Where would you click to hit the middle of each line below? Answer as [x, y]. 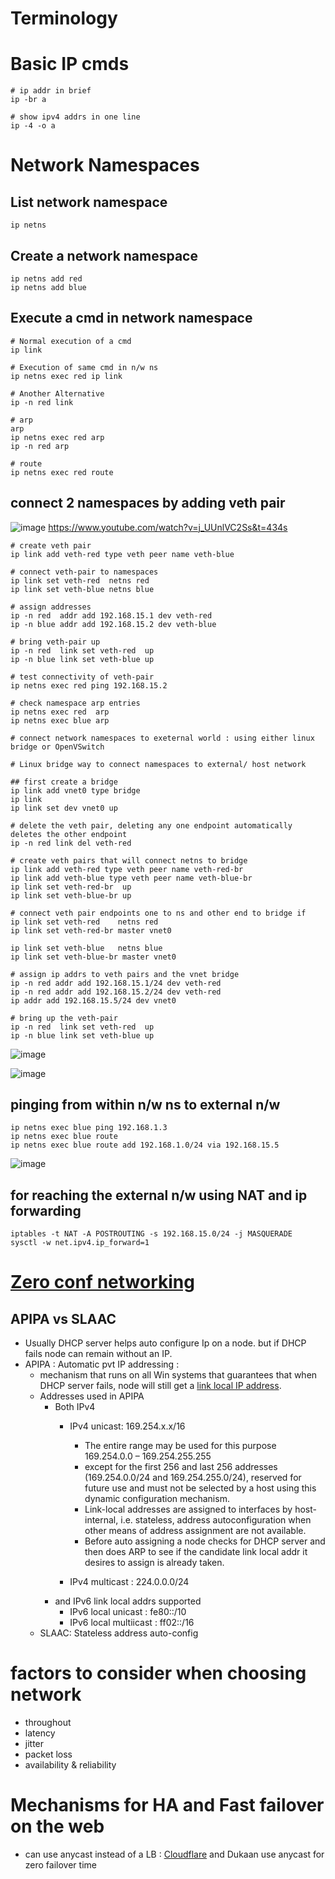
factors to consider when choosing [158, 1673]
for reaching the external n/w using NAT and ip [159, 1195]
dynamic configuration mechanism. [157, 1499]
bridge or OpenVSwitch [57, 747]
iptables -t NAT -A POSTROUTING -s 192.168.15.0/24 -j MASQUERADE [151, 1234]
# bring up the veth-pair [64, 1018]
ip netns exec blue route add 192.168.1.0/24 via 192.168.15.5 [145, 1145]
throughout [48, 1723]
